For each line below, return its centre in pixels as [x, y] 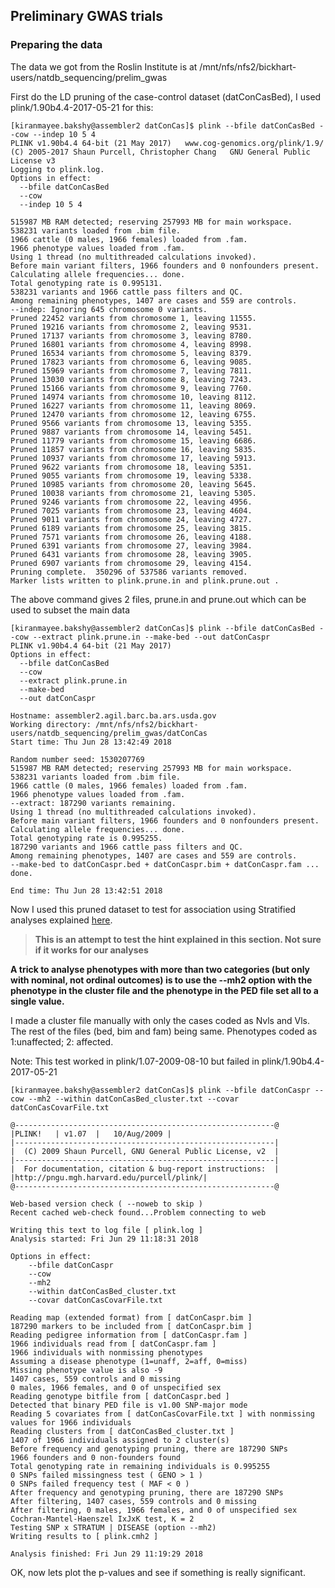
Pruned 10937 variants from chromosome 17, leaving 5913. [133, 458]
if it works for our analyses [91, 950]
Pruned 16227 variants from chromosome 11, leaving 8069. [133, 405]
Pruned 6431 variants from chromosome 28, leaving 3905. [131, 554]
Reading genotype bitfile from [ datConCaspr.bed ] [120, 1396]
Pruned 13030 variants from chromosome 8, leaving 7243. [131, 379]
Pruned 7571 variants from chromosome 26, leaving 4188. [131, 537]
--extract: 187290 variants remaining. [93, 803]
